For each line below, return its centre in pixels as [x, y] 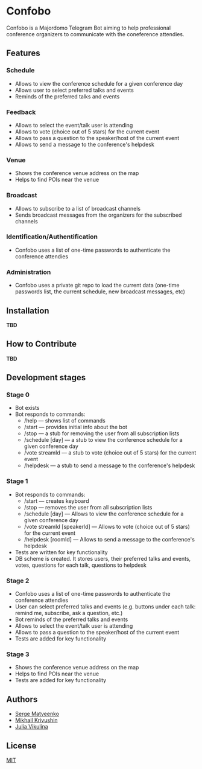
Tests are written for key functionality [61, 552]
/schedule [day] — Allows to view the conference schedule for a [104, 514]
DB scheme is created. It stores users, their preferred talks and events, [103, 558]
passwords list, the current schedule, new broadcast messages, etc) [100, 292]
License [21, 746]
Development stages [46, 378]
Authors [22, 699]
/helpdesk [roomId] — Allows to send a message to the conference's [109, 539]
